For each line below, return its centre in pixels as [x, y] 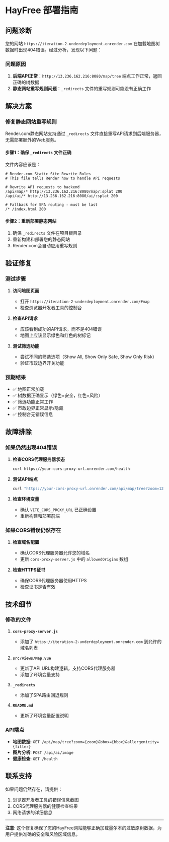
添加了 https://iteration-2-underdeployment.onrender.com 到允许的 [91, 641]
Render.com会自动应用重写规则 [45, 246]
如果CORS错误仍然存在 [33, 530]
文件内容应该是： [23, 165]
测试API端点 [25, 479]
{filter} [22, 747]
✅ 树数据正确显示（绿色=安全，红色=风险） [58, 395]
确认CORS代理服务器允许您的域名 [55, 553]
